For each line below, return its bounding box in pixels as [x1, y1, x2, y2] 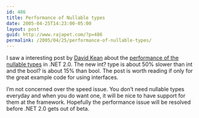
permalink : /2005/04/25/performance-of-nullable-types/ [6, 37, 152, 43]
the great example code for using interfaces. [6, 74, 119, 81]
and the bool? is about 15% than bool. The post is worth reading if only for [6, 67, 193, 74]
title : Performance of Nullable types [6, 15, 105, 21]
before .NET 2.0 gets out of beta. [6, 105, 90, 112]
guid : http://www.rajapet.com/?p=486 [6, 32, 103, 38]
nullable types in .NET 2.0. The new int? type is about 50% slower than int [6, 61, 193, 68]
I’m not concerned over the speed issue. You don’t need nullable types [6, 86, 185, 92]
